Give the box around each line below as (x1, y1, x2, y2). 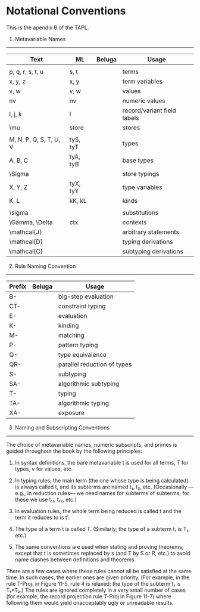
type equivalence (58, 350, 107, 358)
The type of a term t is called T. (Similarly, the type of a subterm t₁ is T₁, (14, 525, 190, 532)
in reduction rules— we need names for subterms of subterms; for (27, 489, 189, 496)
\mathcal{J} (9, 228, 42, 236)
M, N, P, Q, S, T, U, (9, 135, 61, 144)
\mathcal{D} (9, 237, 43, 246)
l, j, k (9, 110, 22, 118)
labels (122, 113, 139, 122)
